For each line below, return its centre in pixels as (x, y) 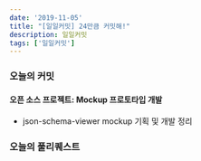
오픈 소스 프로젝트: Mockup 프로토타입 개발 (86, 99)
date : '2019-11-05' (46, 18)
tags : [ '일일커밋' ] (42, 43)
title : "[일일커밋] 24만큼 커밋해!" (70, 26)
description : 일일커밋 (48, 34)
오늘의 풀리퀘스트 (45, 147)
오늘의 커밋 (32, 76)
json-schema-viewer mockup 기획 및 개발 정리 (107, 121)
